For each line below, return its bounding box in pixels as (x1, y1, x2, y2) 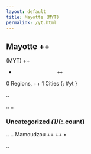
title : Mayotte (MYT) (6, 14, 60, 20)
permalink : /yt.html (6, 19, 57, 25)
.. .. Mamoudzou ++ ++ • (6, 131, 67, 138)
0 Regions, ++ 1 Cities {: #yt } (6, 80, 78, 87)
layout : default (6, 8, 46, 15)
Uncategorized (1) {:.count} (6, 117, 86, 126)
